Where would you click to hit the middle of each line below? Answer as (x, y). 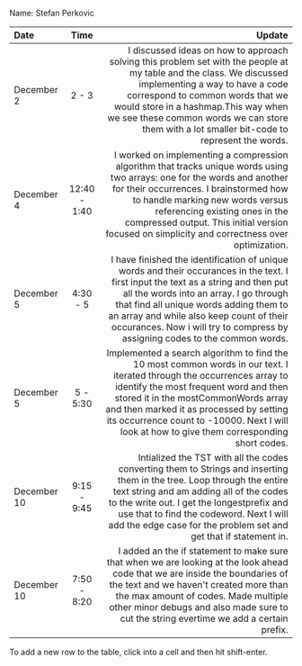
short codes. (262, 443)
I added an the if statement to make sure (203, 551)
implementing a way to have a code (213, 84)
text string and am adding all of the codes (200, 491)
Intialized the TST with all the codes (213, 458)
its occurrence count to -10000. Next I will (197, 420)
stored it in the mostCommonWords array (201, 398)
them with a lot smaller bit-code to (215, 129)
